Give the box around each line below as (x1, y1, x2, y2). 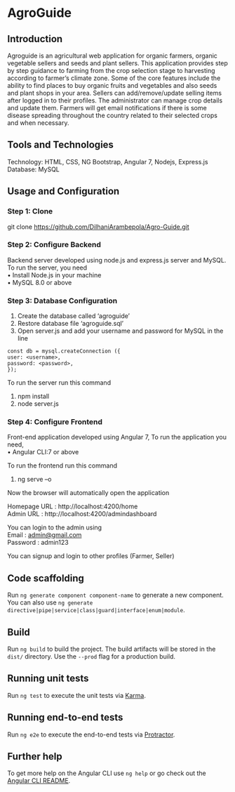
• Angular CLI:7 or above (7, 448, 79, 456)
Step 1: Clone (7, 206, 53, 216)
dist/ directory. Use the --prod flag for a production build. (7, 652, 175, 661)
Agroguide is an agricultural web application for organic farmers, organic (7, 51, 217, 60)
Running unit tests (7, 673, 89, 685)
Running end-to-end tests (7, 711, 123, 724)
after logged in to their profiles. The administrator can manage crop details (7, 96, 223, 105)
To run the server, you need (7, 263, 88, 272)
